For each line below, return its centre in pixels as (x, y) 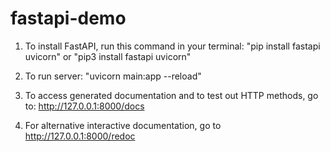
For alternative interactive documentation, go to (123, 125)
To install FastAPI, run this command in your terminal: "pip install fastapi (172, 46)
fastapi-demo (68, 18)
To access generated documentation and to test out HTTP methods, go (171, 95)
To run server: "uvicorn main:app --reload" (113, 76)
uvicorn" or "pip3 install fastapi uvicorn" (108, 56)
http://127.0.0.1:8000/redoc (80, 136)
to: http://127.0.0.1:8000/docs (84, 106)
